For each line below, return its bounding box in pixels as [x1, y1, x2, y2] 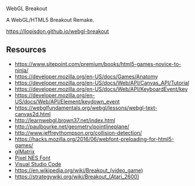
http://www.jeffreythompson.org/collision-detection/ [14, 129, 143, 136]
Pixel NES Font [14, 154, 51, 161]
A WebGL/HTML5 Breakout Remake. [6, 16, 94, 23]
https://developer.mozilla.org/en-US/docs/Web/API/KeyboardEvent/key [14, 85, 188, 92]
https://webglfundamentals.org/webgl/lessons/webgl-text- [14, 104, 158, 111]
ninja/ [14, 67, 29, 74]
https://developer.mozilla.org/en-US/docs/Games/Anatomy [14, 73, 158, 80]
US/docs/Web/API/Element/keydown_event [14, 98, 120, 105]
